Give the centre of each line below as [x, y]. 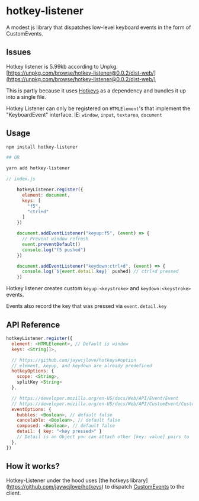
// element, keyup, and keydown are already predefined [82, 365]
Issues [19, 52]
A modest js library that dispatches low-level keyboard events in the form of [99, 27]
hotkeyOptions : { [33, 371]
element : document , [46, 195]
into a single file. [26, 97]
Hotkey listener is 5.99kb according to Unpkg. [62, 66]
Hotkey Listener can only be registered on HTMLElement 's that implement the [98, 108]
